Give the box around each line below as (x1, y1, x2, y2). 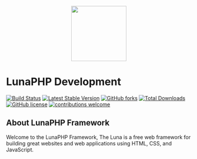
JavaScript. (6, 146, 34, 153)
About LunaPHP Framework (6, 118, 110, 128)
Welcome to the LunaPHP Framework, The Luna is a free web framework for (6, 133, 191, 141)
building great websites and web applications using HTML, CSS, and (6, 140, 172, 147)
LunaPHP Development (6, 75, 122, 88)
